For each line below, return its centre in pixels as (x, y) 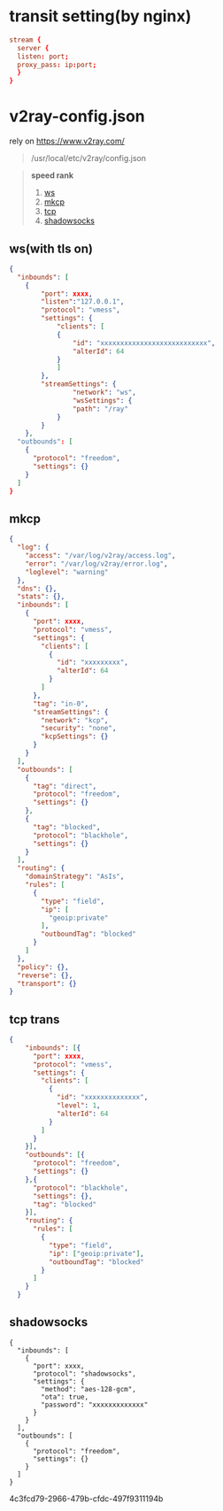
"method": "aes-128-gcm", (89, 1389)
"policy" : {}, (43, 967)
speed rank (52, 175)
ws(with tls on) (51, 248)
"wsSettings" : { (102, 400)
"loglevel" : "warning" (67, 572)
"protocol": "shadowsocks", (85, 1374)
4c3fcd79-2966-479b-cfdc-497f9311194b (86, 1499)
